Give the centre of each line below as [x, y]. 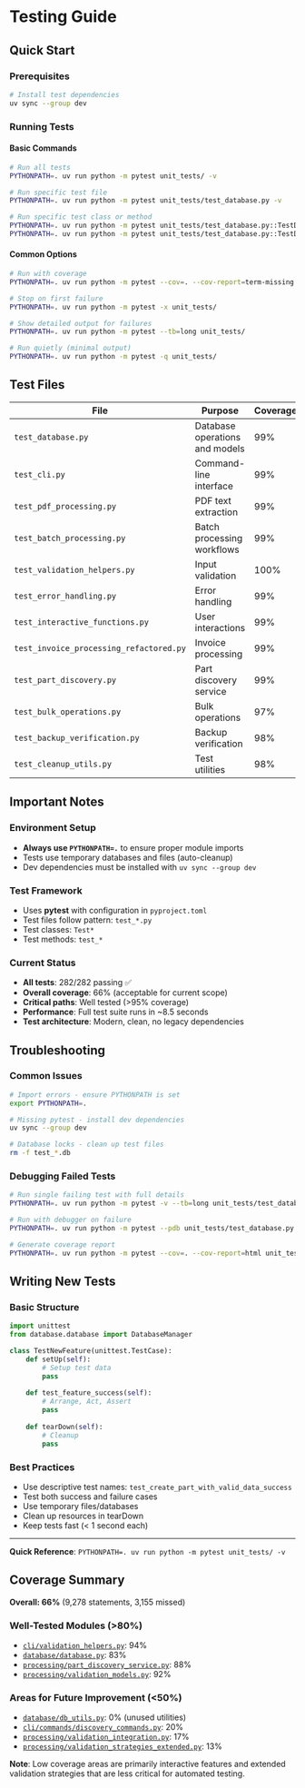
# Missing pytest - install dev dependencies [97, 1120]
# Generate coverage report [63, 1245]
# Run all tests [40, 167]
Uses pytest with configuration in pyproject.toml [114, 910]
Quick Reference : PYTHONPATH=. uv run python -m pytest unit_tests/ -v [148, 1551]
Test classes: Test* [59, 929]
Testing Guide [63, 17]
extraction [216, 512]
